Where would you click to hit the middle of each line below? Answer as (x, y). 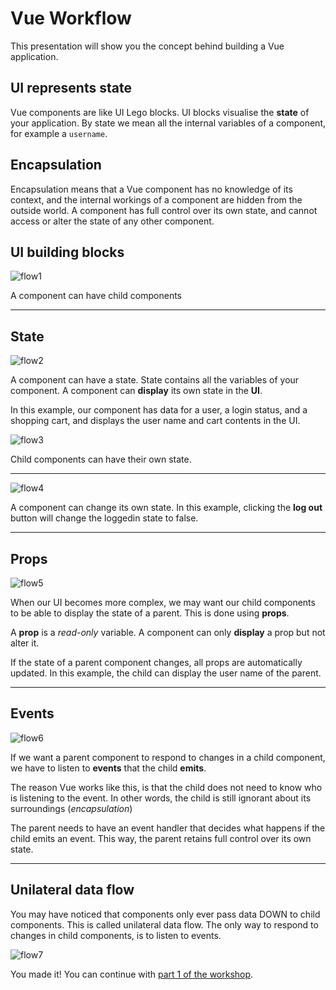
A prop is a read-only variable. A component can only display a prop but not (168, 632)
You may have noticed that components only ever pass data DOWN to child (165, 914)
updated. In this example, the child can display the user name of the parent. (166, 673)
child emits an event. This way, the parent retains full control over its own (161, 838)
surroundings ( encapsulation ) (71, 808)
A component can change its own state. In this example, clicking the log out (166, 508)
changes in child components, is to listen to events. (116, 935)
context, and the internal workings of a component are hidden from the (156, 199)
